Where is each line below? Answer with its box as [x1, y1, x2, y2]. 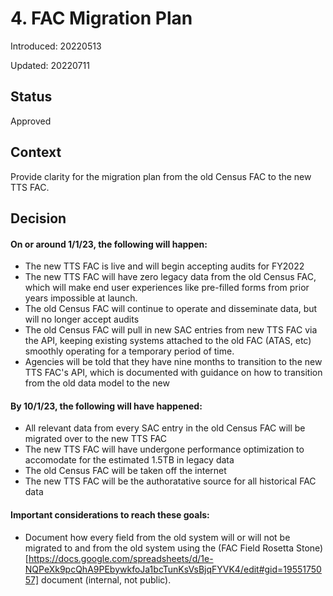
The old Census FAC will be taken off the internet [24, 465, 227, 477]
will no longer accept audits [24, 313, 140, 326]
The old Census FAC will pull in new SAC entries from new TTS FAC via [24, 324, 318, 336]
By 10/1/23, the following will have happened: [10, 400, 203, 412]
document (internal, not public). [41, 573, 172, 586]
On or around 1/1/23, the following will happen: [10, 238, 208, 250]
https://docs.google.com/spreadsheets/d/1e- [28, 552, 214, 564]
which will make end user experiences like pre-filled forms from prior [24, 282, 310, 294]
